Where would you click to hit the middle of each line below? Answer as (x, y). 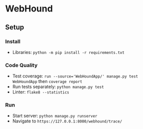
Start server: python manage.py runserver (55, 116)
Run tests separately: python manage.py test (58, 87)
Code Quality (21, 65)
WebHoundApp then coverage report (47, 81)
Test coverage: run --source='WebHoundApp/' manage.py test (75, 76)
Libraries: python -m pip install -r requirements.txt (68, 52)
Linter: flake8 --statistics (41, 92)
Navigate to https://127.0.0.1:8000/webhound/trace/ (67, 121)
